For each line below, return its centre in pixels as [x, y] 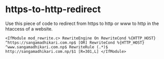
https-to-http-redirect [53, 9]
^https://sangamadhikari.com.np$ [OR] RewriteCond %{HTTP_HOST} [75, 42]
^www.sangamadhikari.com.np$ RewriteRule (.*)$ [57, 47]
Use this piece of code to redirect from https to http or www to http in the [82, 23]
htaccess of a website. [29, 28]
